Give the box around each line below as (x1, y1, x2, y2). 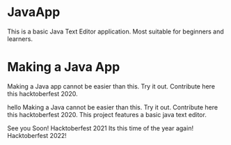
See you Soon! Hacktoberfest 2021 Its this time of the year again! (7, 123, 193, 132)
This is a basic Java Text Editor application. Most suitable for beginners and (7, 27, 224, 36)
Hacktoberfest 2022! (7, 131, 67, 139)
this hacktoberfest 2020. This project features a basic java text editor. (7, 110, 207, 119)
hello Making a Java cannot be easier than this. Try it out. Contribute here (7, 102, 218, 112)
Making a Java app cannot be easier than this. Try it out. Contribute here (7, 82, 216, 91)
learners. (7, 34, 33, 43)
